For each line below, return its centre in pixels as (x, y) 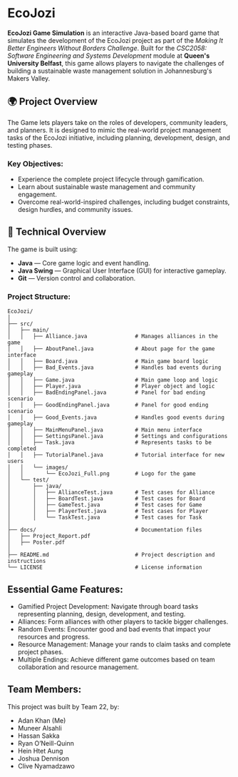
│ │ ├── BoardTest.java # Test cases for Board (106, 499)
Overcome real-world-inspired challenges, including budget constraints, (124, 202)
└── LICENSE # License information (105, 568)
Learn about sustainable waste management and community (107, 187)
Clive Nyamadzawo (46, 766)
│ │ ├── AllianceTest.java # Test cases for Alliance (111, 493)
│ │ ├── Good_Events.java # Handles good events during (116, 418)
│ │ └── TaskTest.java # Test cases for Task (105, 518)
